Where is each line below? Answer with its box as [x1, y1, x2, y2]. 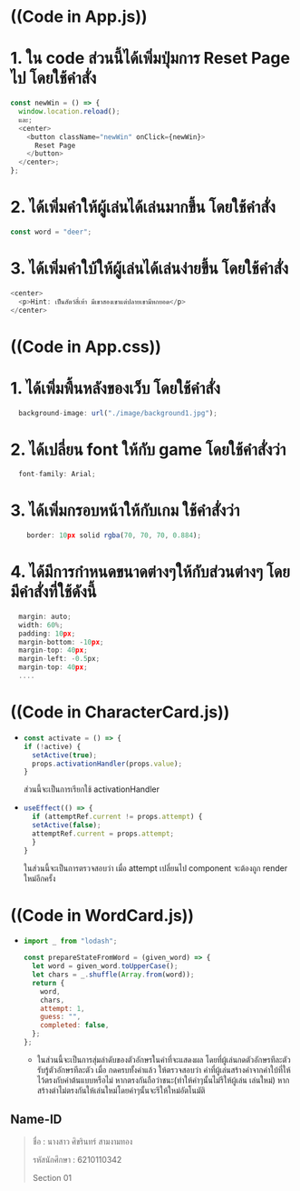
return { [32, 978, 65, 987]
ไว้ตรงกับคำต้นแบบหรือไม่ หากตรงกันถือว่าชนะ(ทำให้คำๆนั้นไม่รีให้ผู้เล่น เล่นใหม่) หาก [36, 1075, 290, 1086]
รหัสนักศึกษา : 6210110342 [32, 1154, 122, 1165]
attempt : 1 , [40, 1004, 85, 1013]
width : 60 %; [18, 620, 64, 629]
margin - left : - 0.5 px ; [18, 655, 101, 664]
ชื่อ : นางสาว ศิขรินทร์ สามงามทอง [32, 1136, 133, 1146]
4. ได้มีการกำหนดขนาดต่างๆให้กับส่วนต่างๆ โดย [10, 562, 291, 583]
